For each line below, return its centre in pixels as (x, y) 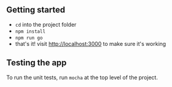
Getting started (36, 10)
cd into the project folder (46, 24)
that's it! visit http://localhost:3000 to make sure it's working (90, 43)
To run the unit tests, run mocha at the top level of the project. (82, 77)
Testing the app (36, 63)
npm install (30, 31)
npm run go (29, 38)
